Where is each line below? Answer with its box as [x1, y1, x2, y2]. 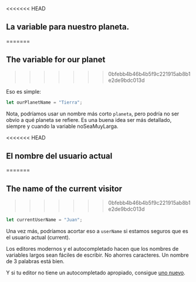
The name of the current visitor [6, 184, 123, 194]
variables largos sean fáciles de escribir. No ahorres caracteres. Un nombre [6, 251, 189, 258]
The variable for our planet [6, 55, 106, 65]
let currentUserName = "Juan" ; [6, 217, 83, 223]
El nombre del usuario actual [6, 151, 113, 161]
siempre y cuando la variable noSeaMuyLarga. [6, 122, 119, 130]
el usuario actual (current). [6, 234, 70, 241]
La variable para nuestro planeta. [6, 22, 130, 32]
